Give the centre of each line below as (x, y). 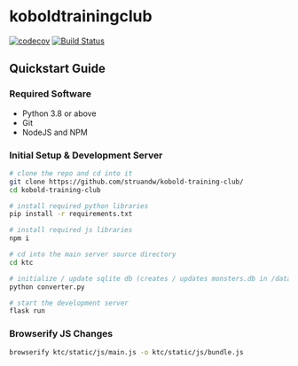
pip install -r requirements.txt (71, 214)
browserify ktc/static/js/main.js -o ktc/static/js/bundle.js (126, 352)
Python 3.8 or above (59, 113)
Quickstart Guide (58, 69)
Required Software (50, 94)
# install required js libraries (71, 230)
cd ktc (21, 262)
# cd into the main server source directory (93, 254)
